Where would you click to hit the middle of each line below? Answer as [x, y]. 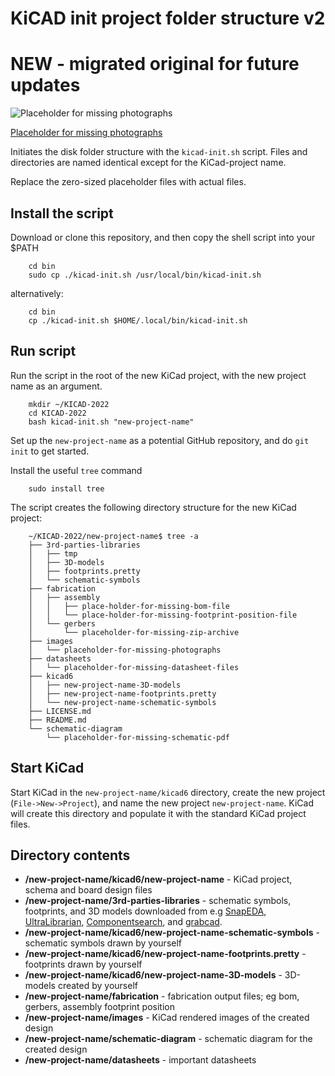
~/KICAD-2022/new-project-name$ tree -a [113, 536]
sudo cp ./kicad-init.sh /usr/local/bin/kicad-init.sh [145, 275]
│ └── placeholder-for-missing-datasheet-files [134, 667]
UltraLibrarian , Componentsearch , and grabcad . [123, 922]
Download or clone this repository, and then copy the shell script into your [163, 237]
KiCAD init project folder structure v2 [168, 18]
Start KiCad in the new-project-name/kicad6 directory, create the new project [168, 792]
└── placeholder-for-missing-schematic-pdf [138, 737]
